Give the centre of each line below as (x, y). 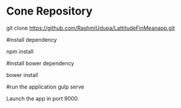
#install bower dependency (40, 63)
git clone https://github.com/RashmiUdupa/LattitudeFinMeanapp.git (91, 28)
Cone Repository (49, 11)
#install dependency (32, 39)
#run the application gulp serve (45, 87)
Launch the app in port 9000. (43, 98)
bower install (22, 75)
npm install (20, 51)
